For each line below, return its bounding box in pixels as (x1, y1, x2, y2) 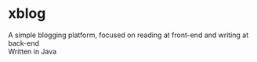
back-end (8, 38, 40, 47)
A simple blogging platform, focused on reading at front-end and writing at (8, 30, 249, 40)
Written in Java (8, 46, 57, 56)
